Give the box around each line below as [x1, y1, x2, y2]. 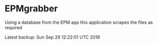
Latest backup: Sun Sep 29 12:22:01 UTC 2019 [4, 34, 100, 40]
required [4, 24, 22, 30]
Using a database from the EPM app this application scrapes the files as [4, 19, 153, 25]
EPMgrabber [4, 3, 58, 14]
